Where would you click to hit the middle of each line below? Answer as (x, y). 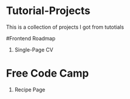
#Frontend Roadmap (31, 38)
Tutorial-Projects (48, 11)
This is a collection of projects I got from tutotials (65, 27)
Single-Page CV (34, 49)
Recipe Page (30, 90)
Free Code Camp (47, 74)
